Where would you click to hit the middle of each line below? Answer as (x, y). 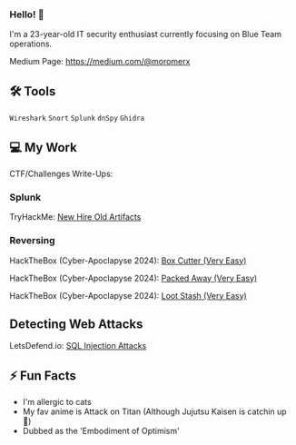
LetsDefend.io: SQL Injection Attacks (78, 346)
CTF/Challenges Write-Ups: (61, 173)
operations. (31, 44)
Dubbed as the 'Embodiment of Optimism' (101, 431)
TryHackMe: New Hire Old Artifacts (75, 217)
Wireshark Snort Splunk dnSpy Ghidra (77, 119)
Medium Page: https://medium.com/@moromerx (100, 62)
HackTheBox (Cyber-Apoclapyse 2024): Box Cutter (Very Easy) (128, 260)
